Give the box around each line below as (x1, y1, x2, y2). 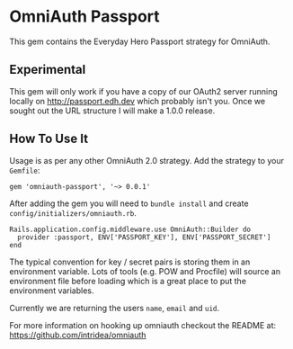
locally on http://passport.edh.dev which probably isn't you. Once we (9, 95, 266, 106)
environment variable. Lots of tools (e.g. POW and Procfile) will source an (9, 265, 281, 276)
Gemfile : (9, 165, 40, 175)
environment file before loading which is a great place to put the (9, 275, 247, 286)
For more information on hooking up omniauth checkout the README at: (9, 319, 277, 330)
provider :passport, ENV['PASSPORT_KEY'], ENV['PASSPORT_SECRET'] (17, 232, 271, 242)
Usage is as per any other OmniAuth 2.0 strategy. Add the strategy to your (9, 155, 285, 166)
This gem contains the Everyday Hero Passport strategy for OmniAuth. (9, 36, 271, 47)
